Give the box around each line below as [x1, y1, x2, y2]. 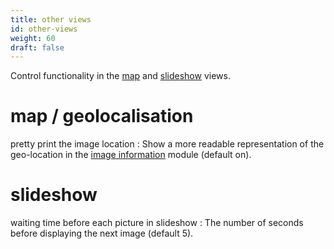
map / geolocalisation [10, 105, 194, 128]
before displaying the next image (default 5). [10, 227, 194, 240]
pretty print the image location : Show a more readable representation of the [10, 138, 325, 150]
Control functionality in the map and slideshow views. [10, 70, 231, 82]
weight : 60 [10, 33, 56, 43]
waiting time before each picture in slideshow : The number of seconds [10, 217, 304, 229]
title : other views [10, 14, 92, 25]
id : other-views [10, 24, 78, 34]
